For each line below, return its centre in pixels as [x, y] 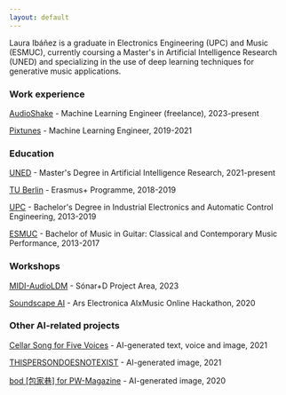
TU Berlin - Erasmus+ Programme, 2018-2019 [92, 190]
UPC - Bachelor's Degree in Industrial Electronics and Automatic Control [141, 207]
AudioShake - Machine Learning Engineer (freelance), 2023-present [134, 113]
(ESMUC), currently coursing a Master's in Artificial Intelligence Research [143, 52]
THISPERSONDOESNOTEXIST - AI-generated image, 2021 [115, 362]
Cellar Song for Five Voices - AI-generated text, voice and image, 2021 [139, 345]
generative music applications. [65, 71]
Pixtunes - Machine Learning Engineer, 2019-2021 [101, 130]
